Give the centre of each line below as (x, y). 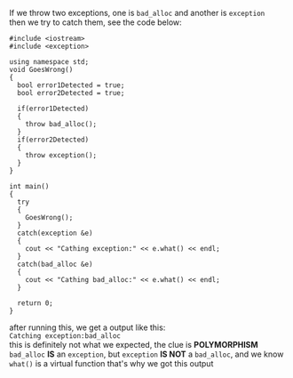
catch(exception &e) (55, 233)
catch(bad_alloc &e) (55, 264)
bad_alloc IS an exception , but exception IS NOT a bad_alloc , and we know (146, 354)
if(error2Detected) (53, 140)
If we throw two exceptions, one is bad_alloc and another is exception (137, 13)
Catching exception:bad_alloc (65, 336)
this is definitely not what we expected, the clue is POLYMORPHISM (134, 345)
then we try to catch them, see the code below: (95, 22)
